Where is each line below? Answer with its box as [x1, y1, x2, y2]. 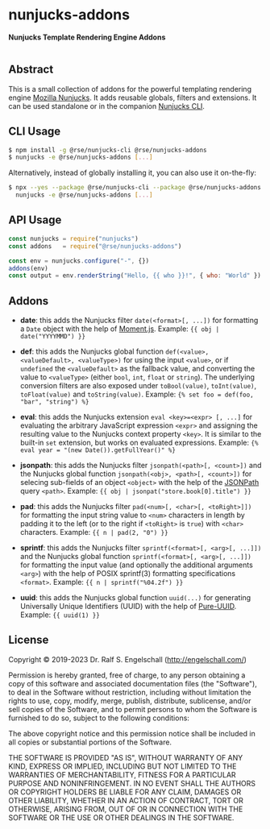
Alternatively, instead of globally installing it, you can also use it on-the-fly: [8, 168, 256, 178]
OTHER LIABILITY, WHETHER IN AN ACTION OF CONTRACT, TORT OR [8, 795, 243, 805]
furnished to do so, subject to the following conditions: [8, 713, 189, 723]
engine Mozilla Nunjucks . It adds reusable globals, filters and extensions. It [8, 93, 257, 102]
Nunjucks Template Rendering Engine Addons [8, 32, 166, 42]
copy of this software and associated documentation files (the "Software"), [8, 678, 258, 688]
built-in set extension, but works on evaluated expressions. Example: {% [19, 437, 259, 448]
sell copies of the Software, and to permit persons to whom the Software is [8, 704, 258, 714]
